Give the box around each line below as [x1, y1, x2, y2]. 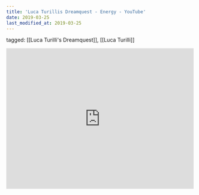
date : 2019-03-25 [6, 14, 50, 20]
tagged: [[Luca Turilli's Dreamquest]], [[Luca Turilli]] [6, 37, 135, 44]
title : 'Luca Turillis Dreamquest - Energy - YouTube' [6, 8, 146, 15]
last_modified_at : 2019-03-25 [6, 20, 82, 26]
